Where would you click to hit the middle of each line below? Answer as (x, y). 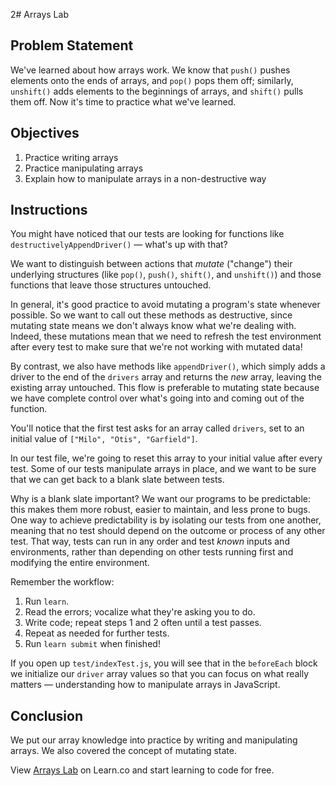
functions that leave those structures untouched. (111, 285)
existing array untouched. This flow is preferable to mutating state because (165, 388)
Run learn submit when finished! (92, 644)
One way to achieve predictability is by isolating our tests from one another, (166, 520)
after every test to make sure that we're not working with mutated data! (156, 347)
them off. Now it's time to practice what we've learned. (123, 101)
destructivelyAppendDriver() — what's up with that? (119, 245)
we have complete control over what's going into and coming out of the (157, 398)
